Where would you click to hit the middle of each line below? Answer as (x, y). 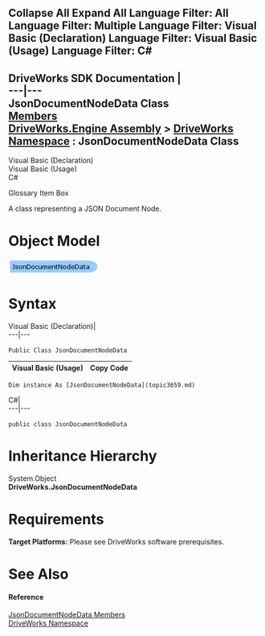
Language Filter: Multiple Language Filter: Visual (132, 26)
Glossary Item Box (39, 193)
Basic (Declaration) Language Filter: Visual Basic (133, 38)
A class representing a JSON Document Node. (85, 209)
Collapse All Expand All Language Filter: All (118, 13)
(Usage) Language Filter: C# (80, 51)
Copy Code (109, 367)
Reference (26, 597)
